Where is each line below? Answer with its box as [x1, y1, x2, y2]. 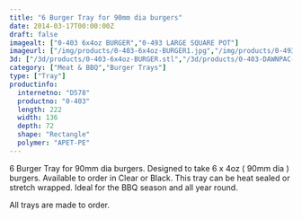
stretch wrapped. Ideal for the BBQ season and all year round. [9, 181, 238, 193]
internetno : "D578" [17, 88, 91, 97]
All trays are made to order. [9, 199, 111, 210]
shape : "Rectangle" [17, 130, 91, 139]
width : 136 [17, 113, 58, 122]
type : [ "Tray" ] [9, 72, 67, 81]
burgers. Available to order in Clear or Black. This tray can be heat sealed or [9, 172, 290, 183]
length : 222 [17, 105, 63, 114]
